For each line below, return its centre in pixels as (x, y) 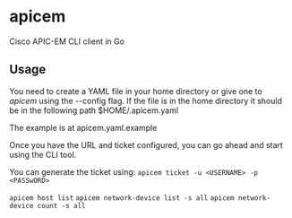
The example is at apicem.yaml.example (83, 127)
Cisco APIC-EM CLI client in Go (67, 41)
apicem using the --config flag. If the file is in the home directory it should (146, 100)
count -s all (62, 205)
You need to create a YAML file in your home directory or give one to (136, 91)
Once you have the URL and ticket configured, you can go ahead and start (146, 144)
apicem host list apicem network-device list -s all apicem (122, 198)
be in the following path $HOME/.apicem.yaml (94, 110)
